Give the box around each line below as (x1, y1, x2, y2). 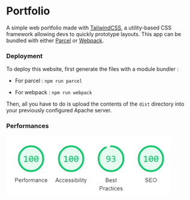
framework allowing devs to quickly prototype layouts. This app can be (6, 30, 182, 37)
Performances (6, 122, 49, 130)
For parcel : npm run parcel (14, 77, 83, 85)
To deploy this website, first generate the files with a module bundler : (6, 65, 179, 73)
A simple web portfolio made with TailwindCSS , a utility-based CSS (6, 24, 172, 31)
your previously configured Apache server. (6, 107, 112, 114)
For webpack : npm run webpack (14, 89, 92, 96)
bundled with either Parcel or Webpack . (6, 37, 104, 44)
